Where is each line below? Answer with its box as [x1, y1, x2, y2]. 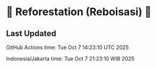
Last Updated [6, 29, 57, 38]
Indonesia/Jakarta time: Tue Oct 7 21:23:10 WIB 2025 [6, 55, 135, 62]
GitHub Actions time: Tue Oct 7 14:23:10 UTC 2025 [6, 44, 129, 51]
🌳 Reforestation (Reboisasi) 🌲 [6, 5, 152, 19]
